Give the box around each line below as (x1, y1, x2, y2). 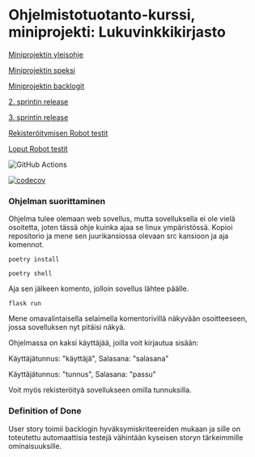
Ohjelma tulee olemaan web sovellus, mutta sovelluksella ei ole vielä (8, 214, 236, 224)
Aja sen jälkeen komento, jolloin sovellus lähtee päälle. (8, 284, 189, 293)
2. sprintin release (8, 96, 69, 106)
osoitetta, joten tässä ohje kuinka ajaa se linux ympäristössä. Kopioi (8, 223, 233, 233)
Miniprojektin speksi (8, 65, 75, 75)
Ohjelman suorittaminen (8, 195, 106, 207)
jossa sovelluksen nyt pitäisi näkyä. (8, 322, 125, 332)
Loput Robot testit (8, 143, 68, 153)
